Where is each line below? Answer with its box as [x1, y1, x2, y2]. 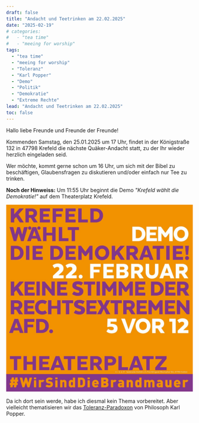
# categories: [6, 28, 41, 34]
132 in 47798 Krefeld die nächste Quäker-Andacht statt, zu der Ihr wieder [6, 144, 185, 151]
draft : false [6, 9, 38, 15]
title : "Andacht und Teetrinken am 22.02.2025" [6, 15, 126, 22]
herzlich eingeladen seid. [6, 151, 68, 158]
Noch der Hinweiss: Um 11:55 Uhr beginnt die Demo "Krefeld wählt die [6, 186, 179, 193]
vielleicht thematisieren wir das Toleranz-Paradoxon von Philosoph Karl [6, 403, 181, 411]
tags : [6, 47, 20, 53]
